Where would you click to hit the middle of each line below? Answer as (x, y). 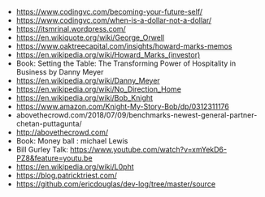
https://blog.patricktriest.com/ (67, 175)
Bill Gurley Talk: (42, 150)
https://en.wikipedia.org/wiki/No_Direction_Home (98, 89)
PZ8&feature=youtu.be (54, 158)
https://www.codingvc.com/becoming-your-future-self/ (109, 12)
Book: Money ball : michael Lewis (72, 141)
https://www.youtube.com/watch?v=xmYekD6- (149, 150)
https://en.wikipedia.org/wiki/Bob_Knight (84, 98)
